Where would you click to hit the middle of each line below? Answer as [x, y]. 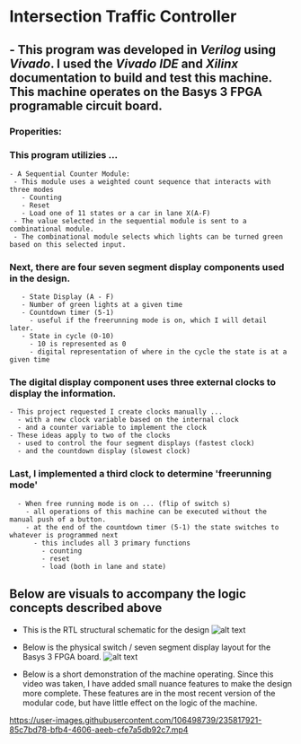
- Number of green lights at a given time [102, 305]
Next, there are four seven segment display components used [147, 267]
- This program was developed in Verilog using [143, 50]
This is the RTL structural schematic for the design [115, 629]
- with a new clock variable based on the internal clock [128, 420]
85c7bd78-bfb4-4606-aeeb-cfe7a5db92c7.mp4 [99, 730]
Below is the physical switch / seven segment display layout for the [146, 647]
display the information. [63, 394]
